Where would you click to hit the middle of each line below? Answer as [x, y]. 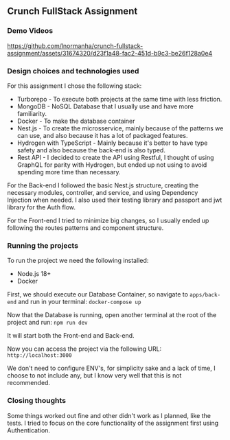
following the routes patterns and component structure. [85, 228]
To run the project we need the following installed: [78, 261]
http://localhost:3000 [39, 356]
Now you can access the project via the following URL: [84, 349]
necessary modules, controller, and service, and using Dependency [103, 192]
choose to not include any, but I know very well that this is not [94, 375]
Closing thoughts [37, 401]
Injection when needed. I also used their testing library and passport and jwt [115, 200]
